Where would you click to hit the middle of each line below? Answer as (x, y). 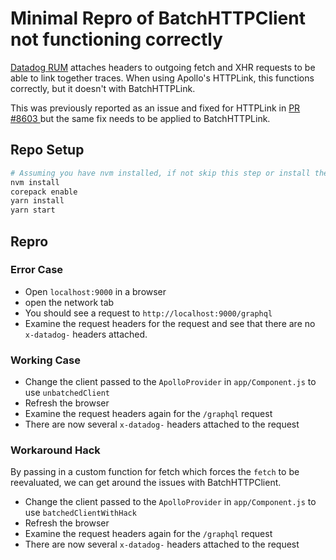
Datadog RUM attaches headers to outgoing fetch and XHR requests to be (163, 67)
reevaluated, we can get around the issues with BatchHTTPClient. (146, 483)
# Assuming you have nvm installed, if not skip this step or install (160, 173)
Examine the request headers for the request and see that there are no (170, 323)
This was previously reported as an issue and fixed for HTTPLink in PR (155, 108)
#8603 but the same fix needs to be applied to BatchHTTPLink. (140, 118)
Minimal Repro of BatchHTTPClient (158, 18)
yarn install (37, 201)
